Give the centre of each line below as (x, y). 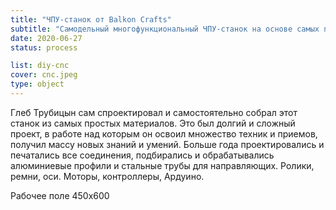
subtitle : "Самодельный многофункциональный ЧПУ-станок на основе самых (165, 29)
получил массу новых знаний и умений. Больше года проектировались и (167, 144)
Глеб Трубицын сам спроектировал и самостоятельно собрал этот (154, 112)
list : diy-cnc (40, 66)
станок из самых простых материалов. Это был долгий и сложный (153, 123)
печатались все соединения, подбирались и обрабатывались (142, 155)
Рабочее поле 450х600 (60, 195)
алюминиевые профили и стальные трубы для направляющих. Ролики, (162, 165)
